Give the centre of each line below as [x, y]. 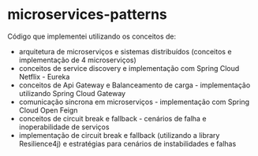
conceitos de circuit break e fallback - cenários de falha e [112, 118]
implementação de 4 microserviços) [78, 60]
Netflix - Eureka [44, 76]
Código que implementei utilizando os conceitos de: [92, 36]
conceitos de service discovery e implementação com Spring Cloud [129, 68]
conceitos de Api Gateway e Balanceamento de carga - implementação [135, 85]
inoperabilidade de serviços [64, 127]
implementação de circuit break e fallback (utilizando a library [119, 135]
